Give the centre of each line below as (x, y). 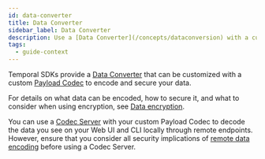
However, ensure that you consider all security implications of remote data (129, 138)
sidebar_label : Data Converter (60, 30)
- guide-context (42, 52)
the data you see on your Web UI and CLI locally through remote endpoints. (131, 130)
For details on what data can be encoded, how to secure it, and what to (124, 98)
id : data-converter (40, 15)
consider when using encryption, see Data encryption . (97, 106)
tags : (17, 45)
